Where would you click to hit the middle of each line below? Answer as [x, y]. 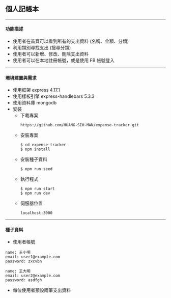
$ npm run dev [35, 193]
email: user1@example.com [33, 257]
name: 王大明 [18, 272]
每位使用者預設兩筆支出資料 [42, 290]
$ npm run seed [36, 169]
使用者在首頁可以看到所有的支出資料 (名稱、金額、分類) [70, 41]
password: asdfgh [24, 280]
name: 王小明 [18, 253]
